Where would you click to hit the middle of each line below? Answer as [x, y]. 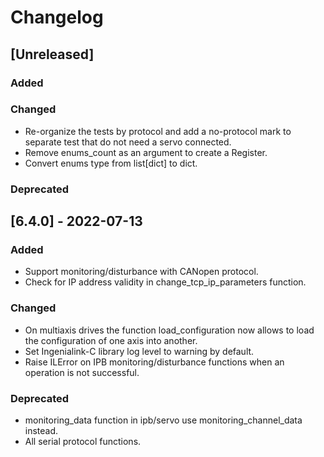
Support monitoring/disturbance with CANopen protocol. [141, 272]
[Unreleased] [52, 54]
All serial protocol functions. [83, 441]
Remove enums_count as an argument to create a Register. [146, 152]
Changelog [57, 17]
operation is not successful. [82, 372]
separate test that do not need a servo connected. [128, 142]
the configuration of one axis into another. [111, 340]
